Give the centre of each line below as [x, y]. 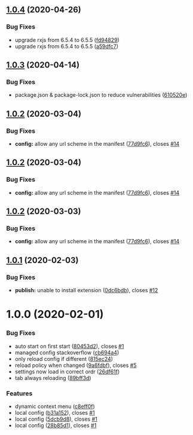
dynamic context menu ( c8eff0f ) [55, 406]
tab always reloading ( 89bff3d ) [53, 378]
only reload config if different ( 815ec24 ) [64, 359]
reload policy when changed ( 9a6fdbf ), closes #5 [76, 365]
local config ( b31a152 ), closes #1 [55, 412]
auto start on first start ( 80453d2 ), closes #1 [69, 346]
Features [19, 393]
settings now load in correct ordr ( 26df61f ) [67, 371]
